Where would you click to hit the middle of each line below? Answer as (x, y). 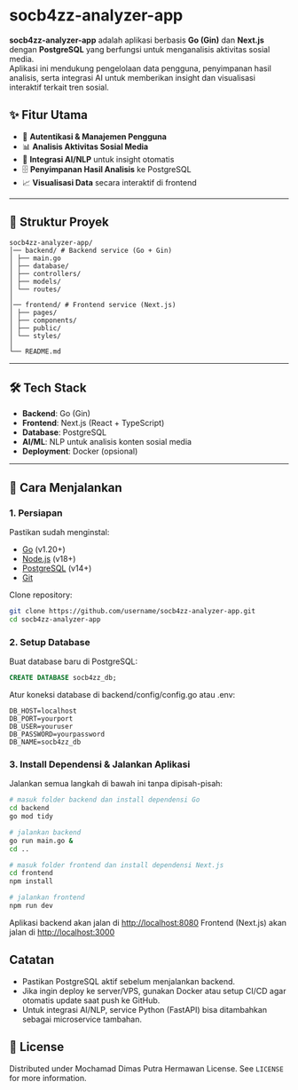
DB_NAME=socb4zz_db (45, 742)
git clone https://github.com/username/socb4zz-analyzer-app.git (132, 612)
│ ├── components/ (43, 320)
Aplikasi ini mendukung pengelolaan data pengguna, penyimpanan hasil (141, 68)
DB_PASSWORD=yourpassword (57, 734)
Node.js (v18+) (49, 559)
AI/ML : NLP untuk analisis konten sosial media (107, 442)
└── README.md (35, 351)
